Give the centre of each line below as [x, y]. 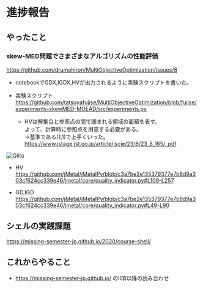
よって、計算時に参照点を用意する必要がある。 [83, 129]
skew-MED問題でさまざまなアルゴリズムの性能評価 [82, 56]
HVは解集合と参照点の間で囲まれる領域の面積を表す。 [92, 121]
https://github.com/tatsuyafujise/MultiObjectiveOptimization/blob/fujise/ [106, 102]
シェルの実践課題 [39, 226]
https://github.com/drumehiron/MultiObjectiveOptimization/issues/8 [92, 70]
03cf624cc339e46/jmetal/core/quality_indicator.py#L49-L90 [92, 205]
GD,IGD [25, 192]
